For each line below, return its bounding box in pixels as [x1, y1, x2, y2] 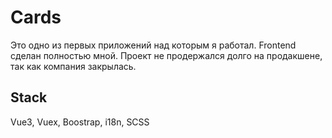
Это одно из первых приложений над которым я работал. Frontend [10, 39, 297, 51]
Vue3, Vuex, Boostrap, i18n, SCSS [10, 116, 150, 128]
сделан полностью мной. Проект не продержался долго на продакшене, [10, 49, 323, 61]
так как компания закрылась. [10, 60, 137, 72]
